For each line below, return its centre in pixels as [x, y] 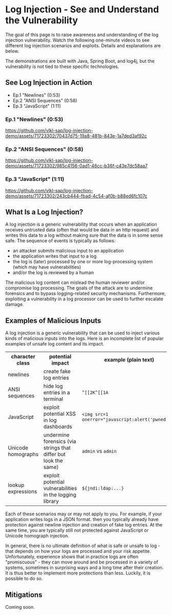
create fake [57, 371]
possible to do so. [24, 578]
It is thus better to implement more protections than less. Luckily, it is [78, 573]
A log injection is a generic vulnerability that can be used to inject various [83, 333]
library [51, 501]
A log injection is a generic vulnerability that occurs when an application [81, 224]
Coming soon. [20, 607]
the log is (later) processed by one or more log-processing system [83, 262]
